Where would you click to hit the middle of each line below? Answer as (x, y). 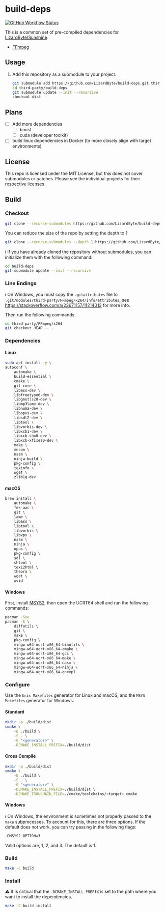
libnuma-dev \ (28, 409)
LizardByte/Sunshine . (27, 37)
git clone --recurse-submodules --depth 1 (49, 242)
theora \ (23, 572)
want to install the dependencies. (39, 897)
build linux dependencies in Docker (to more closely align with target (82, 141)
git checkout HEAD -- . (29, 328)
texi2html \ (26, 567)
